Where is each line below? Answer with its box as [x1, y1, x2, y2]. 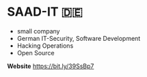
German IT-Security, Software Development [16, 34, 141, 42]
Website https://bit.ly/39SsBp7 [7, 62, 94, 70]
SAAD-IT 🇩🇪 [7, 4, 83, 20]
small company [16, 27, 60, 35]
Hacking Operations [16, 42, 74, 50]
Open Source [16, 48, 55, 57]
